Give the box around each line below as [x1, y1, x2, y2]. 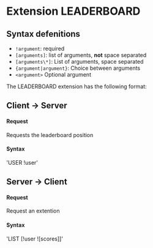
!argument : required [15, 45, 65, 52]
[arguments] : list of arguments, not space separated [15, 51, 147, 59]
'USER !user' [6, 159, 39, 166]
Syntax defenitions [6, 29, 81, 39]
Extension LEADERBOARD [6, 4, 141, 18]
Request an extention [6, 207, 60, 215]
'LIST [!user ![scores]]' [6, 235, 63, 242]
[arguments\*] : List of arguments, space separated [15, 58, 144, 65]
